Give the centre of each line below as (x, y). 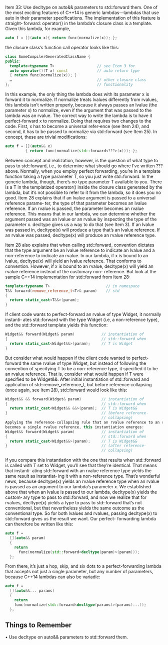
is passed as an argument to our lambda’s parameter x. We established (78, 487)
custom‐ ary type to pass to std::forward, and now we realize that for (76, 497)
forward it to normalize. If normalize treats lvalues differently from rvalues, (82, 99)
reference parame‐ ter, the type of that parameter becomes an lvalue (76, 203)
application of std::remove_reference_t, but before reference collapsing (78, 384)
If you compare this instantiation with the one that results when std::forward (83, 460)
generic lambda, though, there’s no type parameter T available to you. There (84, 182)
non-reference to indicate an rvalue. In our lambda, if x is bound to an (77, 255)
